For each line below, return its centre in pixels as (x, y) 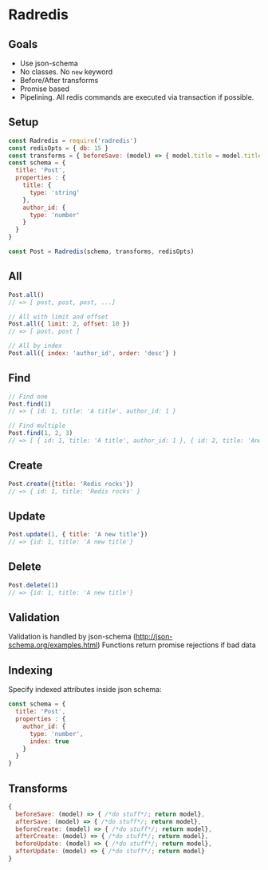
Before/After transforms (59, 80)
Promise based (45, 89)
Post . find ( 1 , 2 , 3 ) (41, 433)
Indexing (31, 670)
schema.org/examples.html (53, 645)
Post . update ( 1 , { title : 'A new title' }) (78, 535)
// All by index (35, 346)
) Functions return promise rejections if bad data (177, 645)
